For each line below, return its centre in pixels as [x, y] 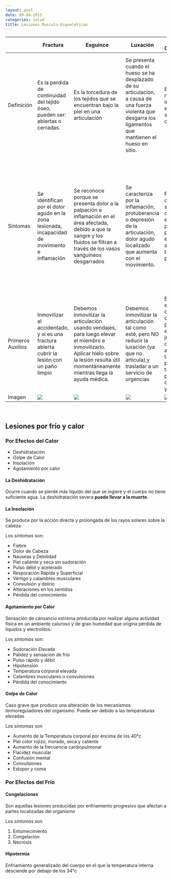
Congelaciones [22, 794]
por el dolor [51, 207]
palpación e [88, 210]
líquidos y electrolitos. [28, 629]
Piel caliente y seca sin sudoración [49, 562]
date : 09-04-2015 [24, 15]
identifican [50, 200]
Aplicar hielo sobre [96, 354]
